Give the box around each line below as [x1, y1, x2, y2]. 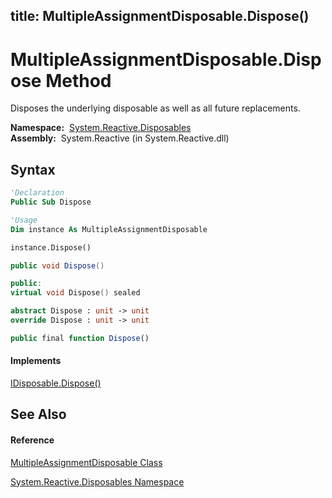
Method [45, 69, 112, 92]
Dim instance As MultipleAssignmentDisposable [10, 224, 208, 234]
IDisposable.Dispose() [10, 377, 102, 389]
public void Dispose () [10, 260, 105, 271]
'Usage [10, 215, 38, 225]
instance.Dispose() [10, 242, 92, 253]
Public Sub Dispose [10, 197, 92, 208]
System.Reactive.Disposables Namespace [10, 475, 185, 488]
